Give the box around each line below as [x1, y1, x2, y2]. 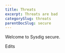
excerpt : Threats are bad [5, 12, 58, 17]
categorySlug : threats [5, 16, 51, 21]
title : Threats [5, 7, 36, 12]
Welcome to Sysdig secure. [5, 34, 60, 40]
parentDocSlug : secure [5, 20, 51, 26]
